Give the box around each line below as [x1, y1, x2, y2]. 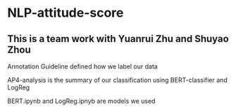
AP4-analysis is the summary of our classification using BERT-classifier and [7, 76, 228, 84]
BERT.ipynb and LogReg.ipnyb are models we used [7, 97, 156, 105]
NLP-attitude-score [7, 5, 124, 21]
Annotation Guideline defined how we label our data [7, 62, 159, 71]
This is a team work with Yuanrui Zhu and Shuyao [7, 33, 229, 45]
